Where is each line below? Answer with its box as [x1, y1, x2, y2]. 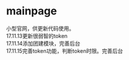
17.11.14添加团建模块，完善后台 [6, 40, 81, 47]
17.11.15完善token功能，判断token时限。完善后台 [6, 47, 124, 55]
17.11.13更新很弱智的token [6, 32, 67, 40]
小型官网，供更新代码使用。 [6, 25, 75, 32]
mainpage [6, 4, 57, 18]
